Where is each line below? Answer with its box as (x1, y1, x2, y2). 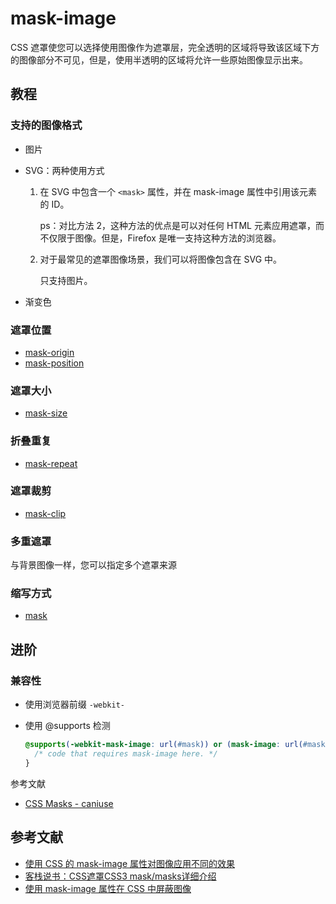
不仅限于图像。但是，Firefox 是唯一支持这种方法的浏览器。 (39, 232, 282, 244)
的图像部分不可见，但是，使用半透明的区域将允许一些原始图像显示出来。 (10, 53, 308, 66)
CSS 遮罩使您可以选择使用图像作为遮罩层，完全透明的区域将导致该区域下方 (10, 41, 320, 53)
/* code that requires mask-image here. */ (34, 748, 218, 759)
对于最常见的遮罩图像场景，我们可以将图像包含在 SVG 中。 (39, 253, 283, 265)
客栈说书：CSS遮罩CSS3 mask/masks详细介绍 (24, 870, 217, 882)
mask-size (24, 407, 68, 419)
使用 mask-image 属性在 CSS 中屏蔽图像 (24, 882, 192, 894)
